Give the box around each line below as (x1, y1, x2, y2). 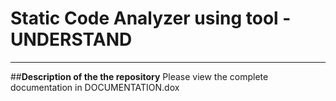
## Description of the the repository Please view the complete (10, 70, 269, 82)
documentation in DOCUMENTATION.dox (10, 81, 180, 93)
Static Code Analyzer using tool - (10, 7, 292, 30)
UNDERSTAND (10, 28, 133, 51)
